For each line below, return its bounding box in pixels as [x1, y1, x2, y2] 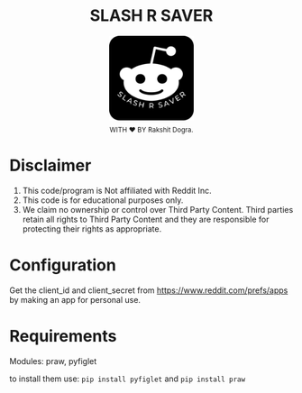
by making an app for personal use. [9, 294, 142, 305]
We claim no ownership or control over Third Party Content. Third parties [22, 204, 294, 215]
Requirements [9, 325, 117, 346]
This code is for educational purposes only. [22, 195, 184, 206]
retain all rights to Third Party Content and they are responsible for [22, 214, 270, 224]
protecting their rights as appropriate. [22, 223, 162, 234]
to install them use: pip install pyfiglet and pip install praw [9, 373, 246, 384]
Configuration [9, 254, 117, 275]
